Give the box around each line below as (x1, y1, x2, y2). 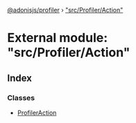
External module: (7, 30, 108, 46)
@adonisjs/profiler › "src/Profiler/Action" (7, 6, 124, 14)
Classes (7, 93, 35, 102)
